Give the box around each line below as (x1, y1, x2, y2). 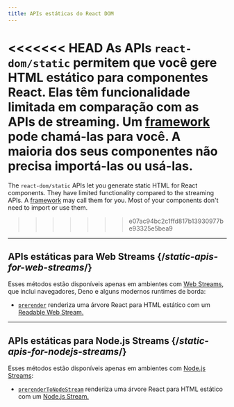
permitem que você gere (72, 55, 217, 70)
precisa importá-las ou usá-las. (8, 158, 194, 174)
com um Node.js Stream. (17, 392, 90, 401)
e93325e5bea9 (128, 224, 173, 233)
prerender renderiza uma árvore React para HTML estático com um (17, 301, 211, 309)
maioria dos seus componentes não (8, 143, 218, 159)
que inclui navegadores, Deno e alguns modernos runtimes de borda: (8, 288, 206, 296)
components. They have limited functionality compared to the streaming (8, 188, 215, 197)
